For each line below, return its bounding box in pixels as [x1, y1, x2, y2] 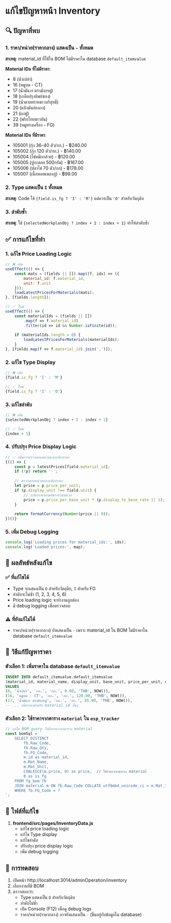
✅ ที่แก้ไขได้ [5, 574, 30, 581]
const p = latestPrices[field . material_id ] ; [14, 464, 110, 469]
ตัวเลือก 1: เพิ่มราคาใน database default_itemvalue [5, 663, 121, 670]
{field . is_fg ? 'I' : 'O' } [5, 389, 63, 394]
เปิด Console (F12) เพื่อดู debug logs [20, 906, 92, 912]
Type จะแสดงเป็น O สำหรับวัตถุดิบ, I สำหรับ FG [12, 585, 96, 591]
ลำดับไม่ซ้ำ [20, 900, 38, 906]
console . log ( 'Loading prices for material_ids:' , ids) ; [5, 540, 126, 545]
